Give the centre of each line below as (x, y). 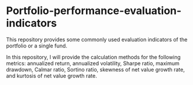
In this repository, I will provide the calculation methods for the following (94, 57)
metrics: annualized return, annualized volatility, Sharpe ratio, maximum (93, 63)
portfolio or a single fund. (37, 46)
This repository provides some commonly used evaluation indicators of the (97, 39)
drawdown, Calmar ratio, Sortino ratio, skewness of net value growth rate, (96, 69)
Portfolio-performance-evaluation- (94, 11)
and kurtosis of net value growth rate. (51, 76)
